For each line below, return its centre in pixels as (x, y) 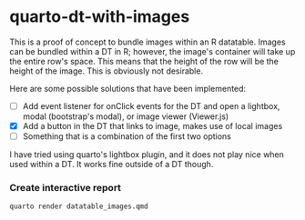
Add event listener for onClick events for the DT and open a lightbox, (151, 105)
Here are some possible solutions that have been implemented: (128, 88)
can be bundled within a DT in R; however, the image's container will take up (152, 51)
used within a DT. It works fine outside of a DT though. (112, 165)
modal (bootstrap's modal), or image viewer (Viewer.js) (126, 116)
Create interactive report (65, 188)
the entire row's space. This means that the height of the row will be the (144, 61)
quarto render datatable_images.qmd (79, 206)
